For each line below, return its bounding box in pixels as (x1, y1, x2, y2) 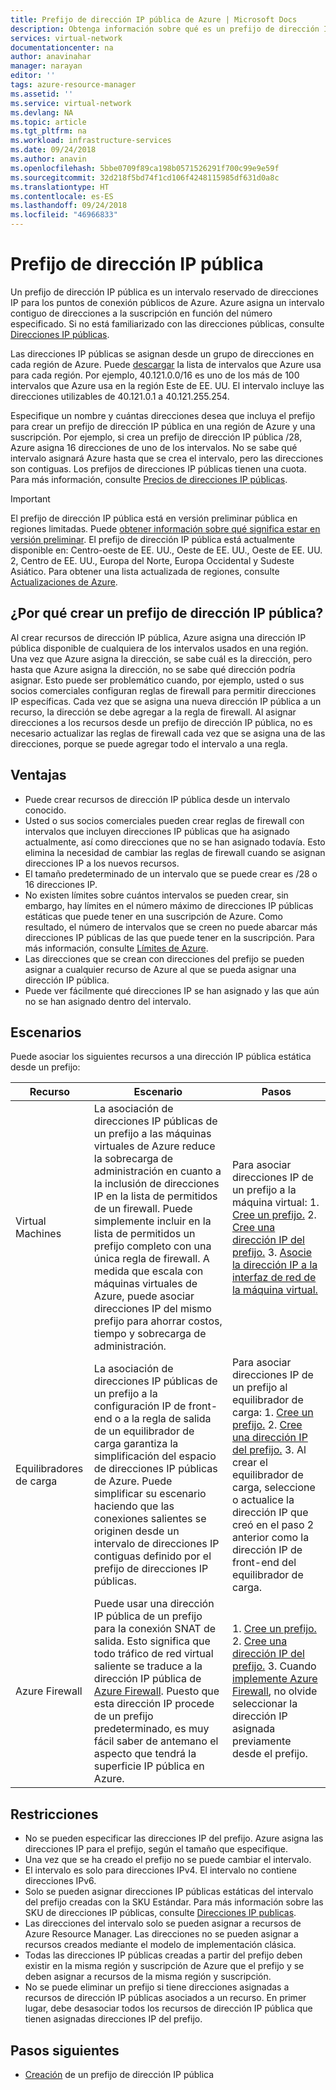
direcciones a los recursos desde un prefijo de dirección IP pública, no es (10, 716, 313, 728)
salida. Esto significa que (93, 1634, 211, 1648)
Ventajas (10, 767, 67, 784)
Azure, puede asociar (93, 1289, 195, 1303)
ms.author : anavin (10, 154, 87, 164)
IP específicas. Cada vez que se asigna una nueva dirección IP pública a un (10, 695, 322, 707)
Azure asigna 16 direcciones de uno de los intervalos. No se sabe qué (10, 441, 298, 453)
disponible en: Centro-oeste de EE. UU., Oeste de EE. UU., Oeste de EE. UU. (10, 544, 323, 556)
